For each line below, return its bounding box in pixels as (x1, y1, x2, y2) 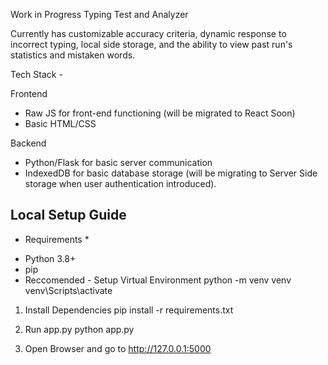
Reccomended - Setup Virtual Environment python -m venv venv (24, 274, 292, 286)
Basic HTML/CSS (24, 118, 97, 129)
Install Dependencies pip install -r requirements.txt (24, 304, 234, 316)
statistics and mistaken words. (10, 49, 136, 61)
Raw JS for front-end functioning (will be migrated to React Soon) (24, 107, 296, 119)
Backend (10, 137, 47, 149)
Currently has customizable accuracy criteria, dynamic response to (10, 28, 287, 39)
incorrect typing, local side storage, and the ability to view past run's (10, 39, 293, 50)
